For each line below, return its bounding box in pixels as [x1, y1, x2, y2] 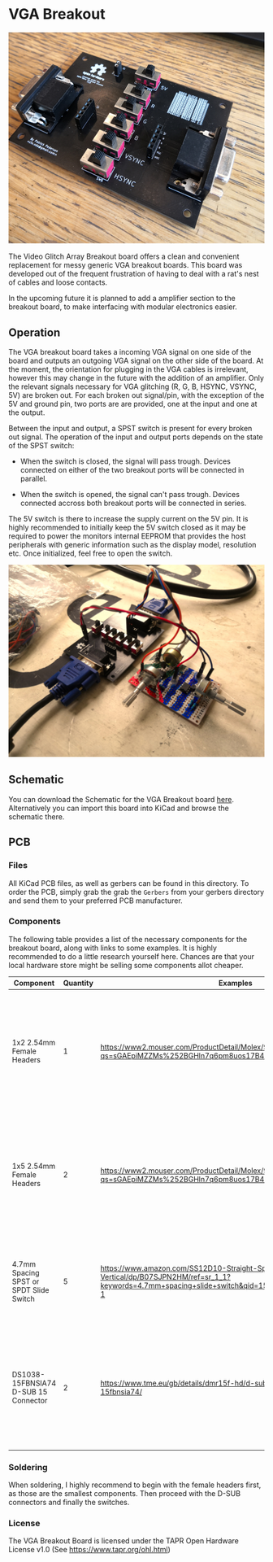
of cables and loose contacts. [8, 277, 108, 287]
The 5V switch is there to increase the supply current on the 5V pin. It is [8, 514, 249, 524]
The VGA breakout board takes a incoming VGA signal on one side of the [8, 347, 252, 357]
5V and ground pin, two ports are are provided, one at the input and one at [8, 399, 258, 409]
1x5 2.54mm [11, 1161, 56, 1171]
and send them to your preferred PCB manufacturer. [8, 896, 183, 905]
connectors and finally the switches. [8, 1498, 130, 1507]
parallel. [19, 473, 47, 484]
